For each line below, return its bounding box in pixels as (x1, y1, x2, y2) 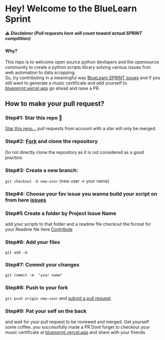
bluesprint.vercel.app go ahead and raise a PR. (5, 85, 100, 91)
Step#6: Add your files (5, 239, 61, 245)
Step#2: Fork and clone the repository (5, 138, 98, 145)
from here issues (5, 196, 47, 203)
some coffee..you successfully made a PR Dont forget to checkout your (5, 324, 150, 330)
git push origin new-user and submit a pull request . (5, 295, 112, 301)
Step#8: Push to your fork (5, 284, 68, 291)
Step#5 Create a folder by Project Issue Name (5, 210, 117, 217)
